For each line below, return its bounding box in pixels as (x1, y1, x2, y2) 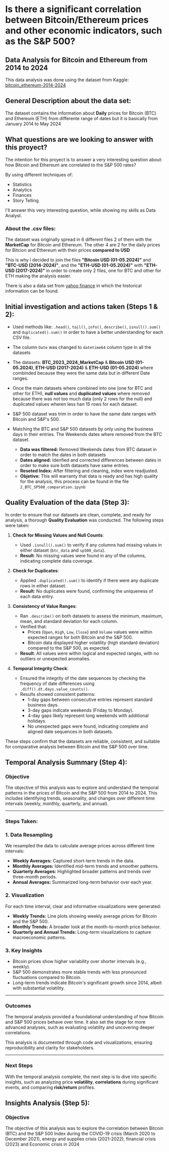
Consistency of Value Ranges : (12, 603, 77, 609)
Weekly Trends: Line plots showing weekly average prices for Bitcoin (12, 913, 157, 919)
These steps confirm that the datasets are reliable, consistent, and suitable (5, 738, 160, 744)
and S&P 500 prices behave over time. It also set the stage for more (5, 1019, 146, 1025)
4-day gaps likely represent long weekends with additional (27, 713, 149, 719)
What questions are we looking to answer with (5, 135, 153, 144)
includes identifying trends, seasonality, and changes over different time (5, 795, 155, 802)
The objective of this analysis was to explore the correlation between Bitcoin (5, 1125, 163, 1131)
